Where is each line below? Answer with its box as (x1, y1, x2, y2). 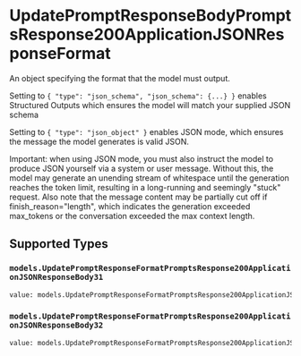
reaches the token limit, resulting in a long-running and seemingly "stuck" (9, 182, 281, 192)
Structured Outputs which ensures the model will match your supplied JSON (9, 99, 291, 110)
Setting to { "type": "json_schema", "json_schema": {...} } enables (9, 90, 267, 101)
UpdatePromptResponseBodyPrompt (9, 5, 292, 26)
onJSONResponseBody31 (9, 272, 104, 283)
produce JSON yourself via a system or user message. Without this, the (9, 163, 274, 174)
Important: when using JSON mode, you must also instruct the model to (9, 153, 274, 164)
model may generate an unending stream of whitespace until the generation (9, 172, 289, 183)
